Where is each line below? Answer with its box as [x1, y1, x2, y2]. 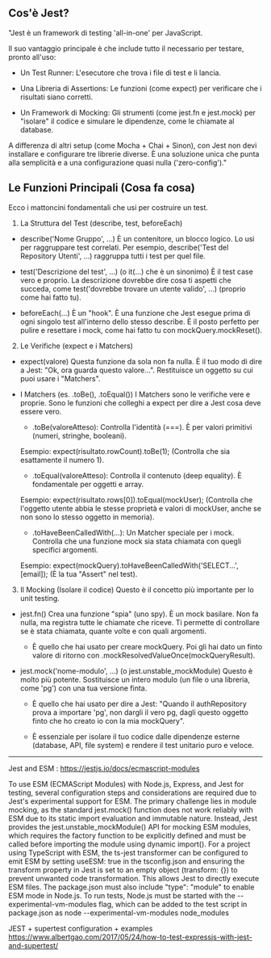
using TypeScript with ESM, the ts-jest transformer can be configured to [8, 847, 248, 857]
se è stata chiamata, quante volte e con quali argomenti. [19, 626, 207, 636]
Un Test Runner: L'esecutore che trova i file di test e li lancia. [19, 68, 222, 78]
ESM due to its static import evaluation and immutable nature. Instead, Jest [8, 813, 258, 823]
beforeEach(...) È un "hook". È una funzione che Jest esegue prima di [19, 308, 251, 317]
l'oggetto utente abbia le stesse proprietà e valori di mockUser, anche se [19, 503, 262, 513]
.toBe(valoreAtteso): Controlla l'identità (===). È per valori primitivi [31, 422, 252, 431]
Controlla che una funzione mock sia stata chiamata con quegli [31, 536, 242, 546]
